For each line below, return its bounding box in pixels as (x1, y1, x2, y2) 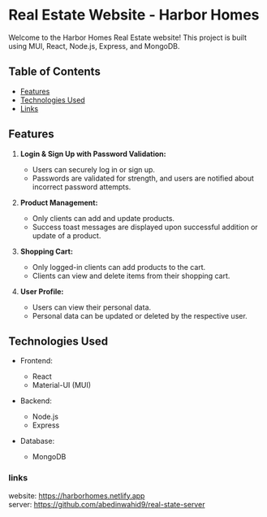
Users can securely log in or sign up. (32, 164, 156, 174)
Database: (19, 437, 55, 446)
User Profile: (19, 286, 64, 296)
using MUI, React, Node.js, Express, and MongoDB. (8, 41, 180, 50)
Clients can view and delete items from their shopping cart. (32, 271, 230, 280)
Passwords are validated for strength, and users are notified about (32, 173, 254, 183)
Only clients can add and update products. (32, 213, 175, 223)
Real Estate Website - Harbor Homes (8, 6, 260, 24)
